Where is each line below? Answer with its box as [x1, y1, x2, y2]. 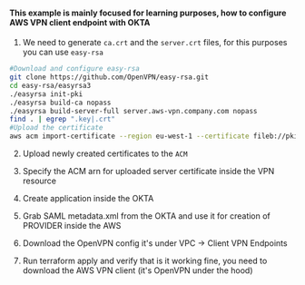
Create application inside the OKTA [22, 193, 154, 204]
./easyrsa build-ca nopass [9, 98, 112, 107]
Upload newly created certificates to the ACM [22, 148, 188, 159]
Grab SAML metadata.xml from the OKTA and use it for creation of [22, 211, 271, 221]
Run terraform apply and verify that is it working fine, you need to [22, 255, 268, 267]
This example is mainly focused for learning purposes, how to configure [9, 7, 287, 18]
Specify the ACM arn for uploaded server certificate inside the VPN [22, 166, 275, 177]
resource [22, 175, 57, 186]
